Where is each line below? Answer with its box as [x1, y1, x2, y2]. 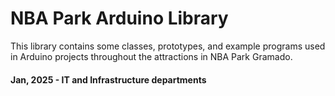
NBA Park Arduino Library [10, 7, 229, 30]
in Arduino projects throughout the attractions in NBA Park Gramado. [10, 50, 293, 62]
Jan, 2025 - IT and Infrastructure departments [10, 73, 207, 86]
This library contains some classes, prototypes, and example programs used [10, 40, 326, 52]
